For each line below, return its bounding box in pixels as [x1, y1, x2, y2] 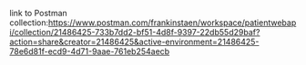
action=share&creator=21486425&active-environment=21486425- [9, 36, 260, 47]
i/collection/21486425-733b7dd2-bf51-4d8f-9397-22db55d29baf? [9, 27, 260, 37]
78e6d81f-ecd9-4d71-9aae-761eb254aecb [9, 46, 170, 57]
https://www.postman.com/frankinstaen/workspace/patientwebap [48, 17, 297, 28]
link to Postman [9, 8, 68, 18]
